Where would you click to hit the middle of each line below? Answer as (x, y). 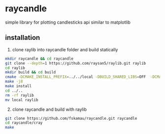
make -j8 (14, 82)
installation (23, 38)
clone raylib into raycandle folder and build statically (65, 49)
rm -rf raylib (20, 95)
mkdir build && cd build (30, 72)
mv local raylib (22, 100)
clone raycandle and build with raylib (49, 109)
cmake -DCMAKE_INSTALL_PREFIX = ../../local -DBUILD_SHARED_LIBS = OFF (76, 77)
